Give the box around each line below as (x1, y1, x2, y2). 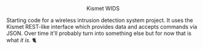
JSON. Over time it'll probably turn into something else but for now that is (6, 29, 192, 37)
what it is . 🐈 (6, 37, 37, 43)
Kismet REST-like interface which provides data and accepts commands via (6, 23, 197, 30)
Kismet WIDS (86, 5, 120, 12)
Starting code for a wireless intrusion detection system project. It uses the (6, 17, 193, 24)
